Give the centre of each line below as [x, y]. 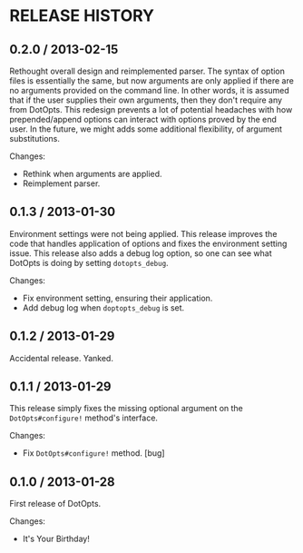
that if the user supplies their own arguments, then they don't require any [146, 100]
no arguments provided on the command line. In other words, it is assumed [150, 90]
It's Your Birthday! [56, 539]
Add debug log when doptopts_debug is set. [103, 307]
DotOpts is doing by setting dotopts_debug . [89, 262]
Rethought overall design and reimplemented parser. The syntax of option [147, 71]
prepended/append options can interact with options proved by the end [143, 119]
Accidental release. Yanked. [61, 358]
